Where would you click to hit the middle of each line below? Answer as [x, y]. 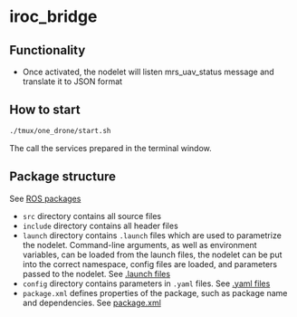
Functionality [48, 50]
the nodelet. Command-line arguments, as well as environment [139, 245]
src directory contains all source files [91, 216]
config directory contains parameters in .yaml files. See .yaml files [146, 283]
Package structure [62, 177]
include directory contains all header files [100, 226]
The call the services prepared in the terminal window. [110, 148]
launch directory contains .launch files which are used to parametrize [152, 235]
